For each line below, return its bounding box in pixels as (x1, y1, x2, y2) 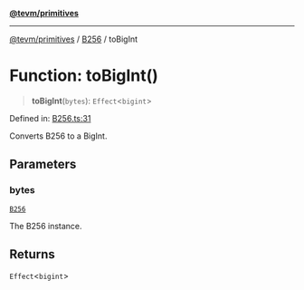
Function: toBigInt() (9, 65, 158, 86)
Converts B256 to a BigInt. (9, 130, 108, 141)
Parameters (9, 157, 77, 172)
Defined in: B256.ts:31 (9, 112, 91, 123)
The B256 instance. (9, 220, 83, 231)
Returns (9, 246, 56, 262)
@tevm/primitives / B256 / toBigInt (9, 34, 138, 44)
